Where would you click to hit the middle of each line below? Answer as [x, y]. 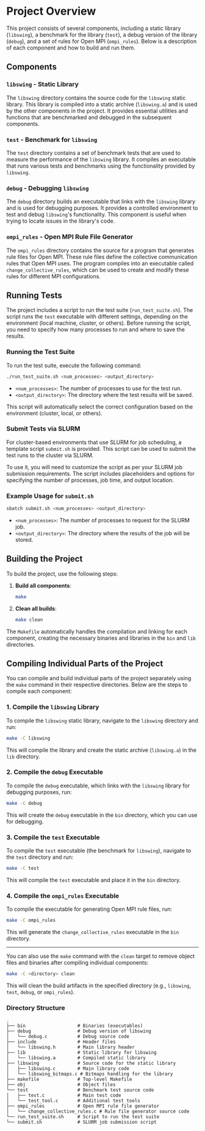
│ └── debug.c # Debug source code [68, 1037]
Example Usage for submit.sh [50, 495]
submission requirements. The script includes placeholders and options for [101, 473]
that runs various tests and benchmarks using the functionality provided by [101, 166]
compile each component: [39, 691]
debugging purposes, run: [39, 792]
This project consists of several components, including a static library [94, 28]
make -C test [23, 868]
